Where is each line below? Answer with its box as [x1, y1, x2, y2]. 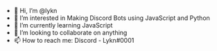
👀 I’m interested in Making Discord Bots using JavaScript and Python [13, 14, 210, 22]
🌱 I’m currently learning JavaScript [13, 21, 113, 29]
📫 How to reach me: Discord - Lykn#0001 [13, 37, 134, 44]
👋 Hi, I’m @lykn [13, 7, 58, 14]
